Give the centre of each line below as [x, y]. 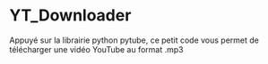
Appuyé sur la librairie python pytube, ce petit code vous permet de [134, 40]
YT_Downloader [70, 16]
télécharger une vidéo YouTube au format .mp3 [96, 49]
